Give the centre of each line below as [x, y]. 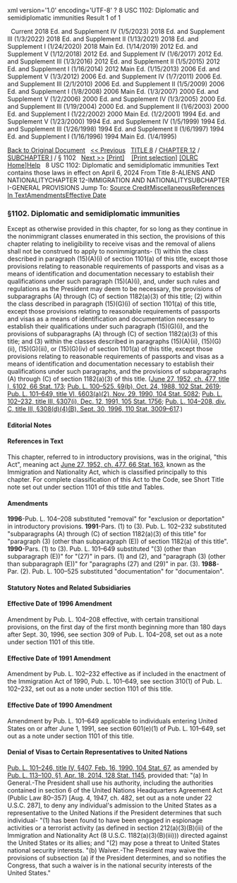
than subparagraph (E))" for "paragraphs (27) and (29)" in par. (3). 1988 [112, 564]
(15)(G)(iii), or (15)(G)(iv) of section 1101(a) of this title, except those [116, 349]
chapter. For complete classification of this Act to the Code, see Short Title [116, 480]
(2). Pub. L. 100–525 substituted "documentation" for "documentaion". [122, 571]
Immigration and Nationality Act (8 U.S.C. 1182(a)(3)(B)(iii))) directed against [117, 835]
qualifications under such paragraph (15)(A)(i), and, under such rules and [114, 281]
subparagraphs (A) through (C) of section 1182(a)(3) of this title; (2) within [115, 297]
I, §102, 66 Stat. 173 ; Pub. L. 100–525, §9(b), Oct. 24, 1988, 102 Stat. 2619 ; [114, 386]
